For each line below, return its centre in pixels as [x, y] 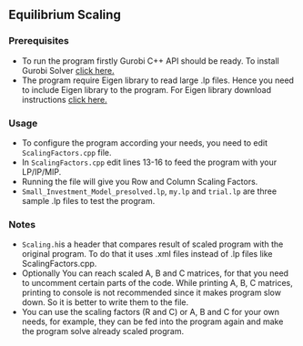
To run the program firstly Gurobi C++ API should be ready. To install [150, 61]
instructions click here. [65, 99]
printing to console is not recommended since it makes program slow [151, 293]
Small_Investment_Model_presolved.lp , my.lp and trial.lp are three [149, 191]
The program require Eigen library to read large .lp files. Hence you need [158, 80]
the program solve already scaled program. [102, 331]
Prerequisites [39, 41]
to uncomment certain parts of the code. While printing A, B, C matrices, [157, 283]
